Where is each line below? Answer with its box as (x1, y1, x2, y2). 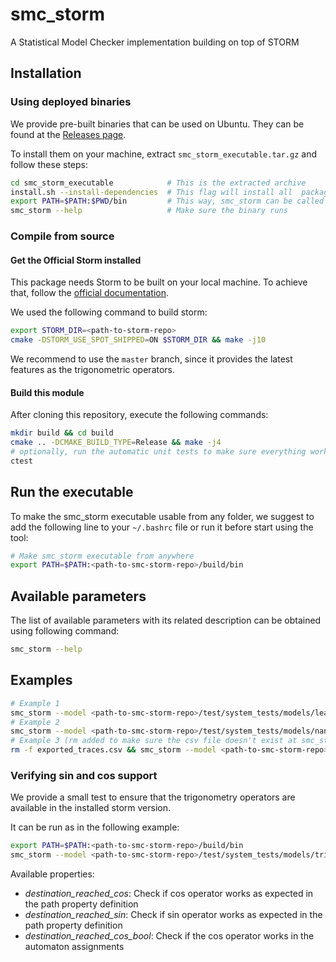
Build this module (10, 386, 85, 398)
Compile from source (10, 229, 115, 243)
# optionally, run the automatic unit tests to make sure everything (10, 446, 307, 457)
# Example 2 (10, 717, 60, 727)
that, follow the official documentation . (10, 287, 170, 299)
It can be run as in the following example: (10, 821, 180, 833)
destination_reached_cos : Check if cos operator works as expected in (24, 888, 314, 900)
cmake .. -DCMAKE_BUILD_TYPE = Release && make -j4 (10, 438, 222, 448)
